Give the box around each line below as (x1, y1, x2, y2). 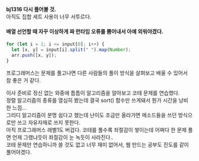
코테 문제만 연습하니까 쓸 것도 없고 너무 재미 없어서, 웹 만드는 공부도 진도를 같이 (6, 141, 190, 148)
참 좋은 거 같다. (6, 76, 41, 83)
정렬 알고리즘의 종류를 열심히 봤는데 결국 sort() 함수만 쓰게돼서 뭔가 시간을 (6, 96, 178, 104)
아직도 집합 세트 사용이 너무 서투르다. (6, 13, 92, 20)
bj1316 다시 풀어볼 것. (6, 6, 56, 12)
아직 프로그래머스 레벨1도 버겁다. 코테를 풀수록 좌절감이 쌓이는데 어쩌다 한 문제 (6, 126, 187, 133)
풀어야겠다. (6, 148, 32, 156)
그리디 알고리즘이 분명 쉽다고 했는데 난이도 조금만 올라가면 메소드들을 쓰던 (6, 111, 177, 118)
